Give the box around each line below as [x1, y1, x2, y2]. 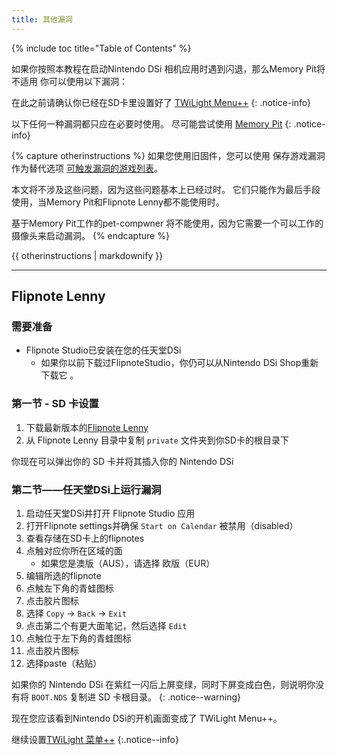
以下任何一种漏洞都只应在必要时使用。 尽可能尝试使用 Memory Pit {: [11, 117, 292, 130]
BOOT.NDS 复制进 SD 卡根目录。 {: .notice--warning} [30, 691, 241, 703]
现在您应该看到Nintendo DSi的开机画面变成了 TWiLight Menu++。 [11, 712, 283, 724]
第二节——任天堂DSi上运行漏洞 [11, 482, 162, 496]
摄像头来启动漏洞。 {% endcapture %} [11, 229, 170, 241]
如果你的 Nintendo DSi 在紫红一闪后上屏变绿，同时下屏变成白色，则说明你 [11, 678, 316, 690]
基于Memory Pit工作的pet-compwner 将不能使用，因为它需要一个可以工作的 [11, 217, 324, 229]
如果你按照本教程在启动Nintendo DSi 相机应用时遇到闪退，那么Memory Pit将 [11, 62, 326, 75]
